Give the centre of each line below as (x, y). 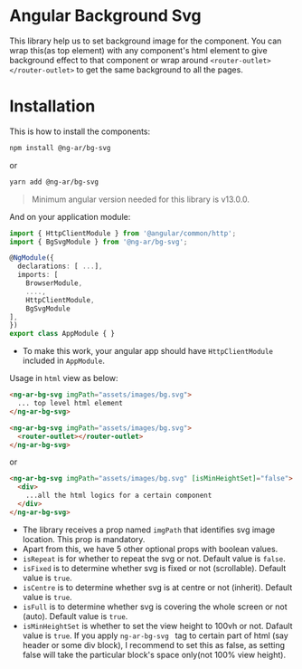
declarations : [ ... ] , (60, 267)
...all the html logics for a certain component (119, 496)
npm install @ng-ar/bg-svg (60, 148)
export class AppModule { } (62, 334)
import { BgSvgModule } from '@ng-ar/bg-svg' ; (99, 242)
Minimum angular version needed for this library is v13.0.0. (141, 199)
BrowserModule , (54, 283)
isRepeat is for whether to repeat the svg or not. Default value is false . (154, 559)
